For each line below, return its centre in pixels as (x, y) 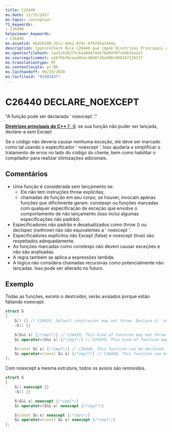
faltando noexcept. (25, 302)
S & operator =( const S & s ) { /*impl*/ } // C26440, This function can (88, 354)
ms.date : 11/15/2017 (27, 15)
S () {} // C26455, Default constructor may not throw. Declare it (87, 321)
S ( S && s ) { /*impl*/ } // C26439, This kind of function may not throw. (91, 335)
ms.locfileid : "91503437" (33, 77)
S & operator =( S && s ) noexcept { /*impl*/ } (59, 406)
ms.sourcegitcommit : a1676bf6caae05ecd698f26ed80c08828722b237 (74, 58)
